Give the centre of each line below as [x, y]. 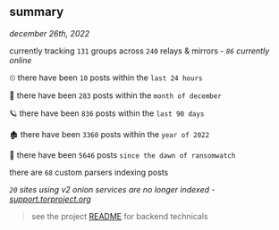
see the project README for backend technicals [119, 216]
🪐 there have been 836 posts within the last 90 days [107, 113]
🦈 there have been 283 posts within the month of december [115, 95]
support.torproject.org [50, 199]
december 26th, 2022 [50, 33]
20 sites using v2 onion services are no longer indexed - [112, 189]
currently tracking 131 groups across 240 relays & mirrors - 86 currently [139, 51]
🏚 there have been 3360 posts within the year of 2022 [110, 134]
